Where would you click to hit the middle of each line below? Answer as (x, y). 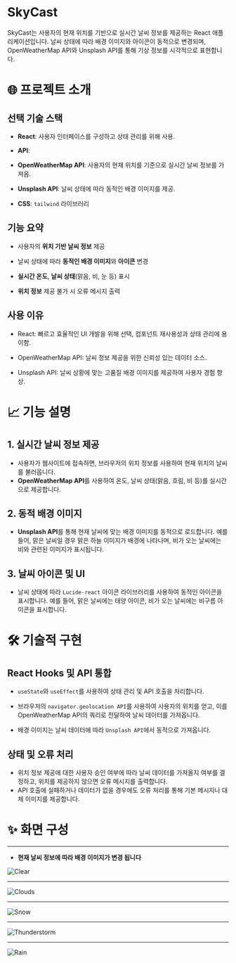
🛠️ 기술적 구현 (45, 640)
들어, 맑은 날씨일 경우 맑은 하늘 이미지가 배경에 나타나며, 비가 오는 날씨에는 (119, 541)
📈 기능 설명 (39, 412)
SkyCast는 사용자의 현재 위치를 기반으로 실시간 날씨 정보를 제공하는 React (109, 32)
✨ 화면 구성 (38, 830)
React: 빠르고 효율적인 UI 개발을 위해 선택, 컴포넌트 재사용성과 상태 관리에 (118, 333)
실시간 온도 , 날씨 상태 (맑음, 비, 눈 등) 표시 (73, 276)
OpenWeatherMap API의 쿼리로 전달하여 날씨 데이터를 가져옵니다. (109, 715)
